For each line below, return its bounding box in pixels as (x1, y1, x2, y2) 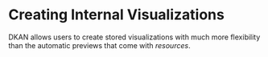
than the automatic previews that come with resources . (8, 40, 191, 50)
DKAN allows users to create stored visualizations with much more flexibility (8, 32, 261, 42)
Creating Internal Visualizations (8, 6, 225, 24)
